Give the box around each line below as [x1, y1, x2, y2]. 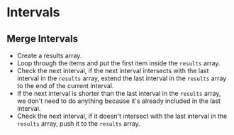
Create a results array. [16, 51, 82, 60]
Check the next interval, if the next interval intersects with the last [16, 67, 209, 75]
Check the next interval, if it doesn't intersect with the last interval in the [16, 112, 228, 120]
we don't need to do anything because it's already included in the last [16, 97, 221, 105]
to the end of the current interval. [16, 82, 114, 90]
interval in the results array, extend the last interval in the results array [16, 74, 227, 82]
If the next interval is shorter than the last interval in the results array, [16, 90, 221, 97]
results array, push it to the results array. [16, 119, 141, 128]
